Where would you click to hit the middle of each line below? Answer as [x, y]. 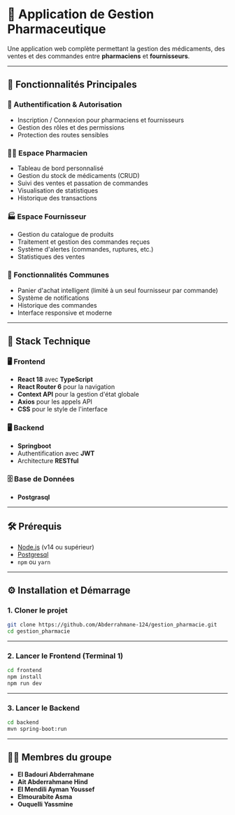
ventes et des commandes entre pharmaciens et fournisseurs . [99, 56]
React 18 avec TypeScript [55, 379]
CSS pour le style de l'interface [63, 409]
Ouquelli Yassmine [45, 804]
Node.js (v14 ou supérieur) [56, 547]
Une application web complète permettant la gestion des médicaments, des [116, 48]
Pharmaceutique [57, 29]
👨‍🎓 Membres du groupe [59, 757]
